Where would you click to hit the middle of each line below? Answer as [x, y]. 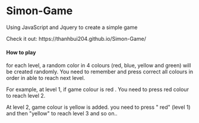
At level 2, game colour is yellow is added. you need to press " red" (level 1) [99, 107]
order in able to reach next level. [46, 78]
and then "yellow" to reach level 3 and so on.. [62, 114]
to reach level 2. [26, 96]
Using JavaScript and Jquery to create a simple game [72, 27]
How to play [21, 52]
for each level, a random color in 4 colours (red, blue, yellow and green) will [99, 66]
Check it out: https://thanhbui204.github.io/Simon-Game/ [76, 38]
